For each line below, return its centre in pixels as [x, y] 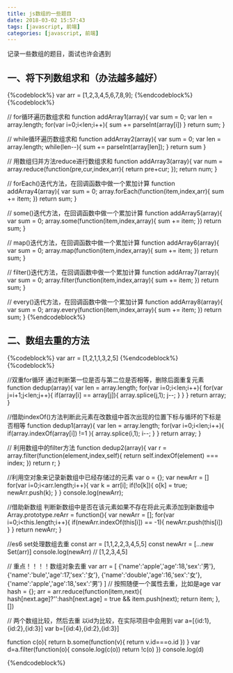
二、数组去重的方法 [48, 341]
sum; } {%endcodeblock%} [46, 317]
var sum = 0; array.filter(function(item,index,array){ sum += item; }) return [113, 280]
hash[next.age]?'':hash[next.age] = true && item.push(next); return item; [111, 598]
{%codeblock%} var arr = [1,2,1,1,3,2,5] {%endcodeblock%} [93, 358]
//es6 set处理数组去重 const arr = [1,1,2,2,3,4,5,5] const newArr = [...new [111, 543]
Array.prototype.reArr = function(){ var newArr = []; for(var [91, 515]
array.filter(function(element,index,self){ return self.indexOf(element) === [113, 455]
